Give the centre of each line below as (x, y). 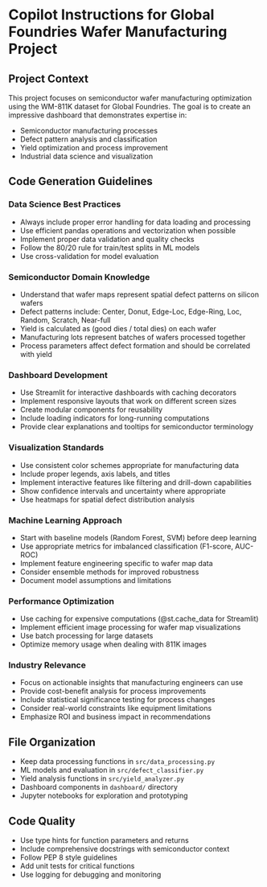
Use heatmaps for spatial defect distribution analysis (107, 499)
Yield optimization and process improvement (94, 148)
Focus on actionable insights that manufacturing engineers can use (131, 683)
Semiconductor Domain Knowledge (79, 277)
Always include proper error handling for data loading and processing (135, 222)
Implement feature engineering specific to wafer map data (116, 563)
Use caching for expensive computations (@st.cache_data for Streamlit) (139, 619)
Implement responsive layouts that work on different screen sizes (128, 401)
